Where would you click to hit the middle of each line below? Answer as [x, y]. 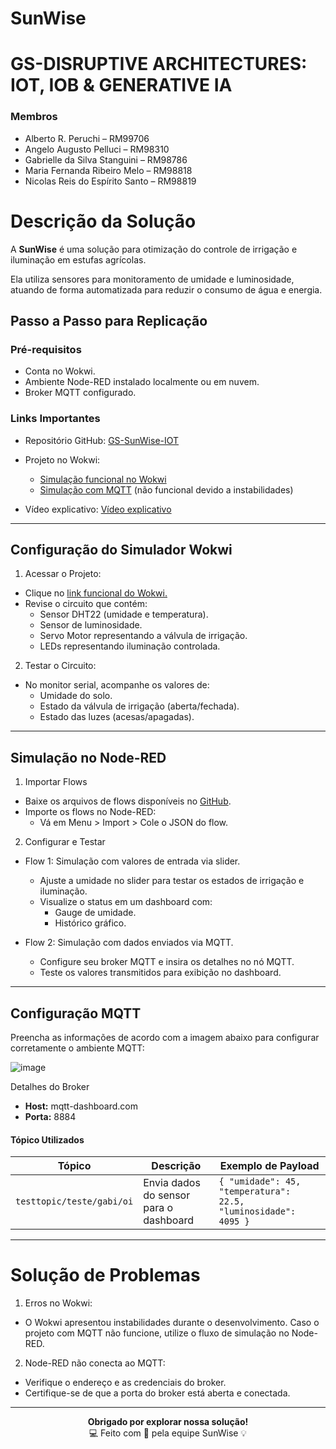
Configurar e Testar [65, 842]
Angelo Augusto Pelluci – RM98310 [97, 149]
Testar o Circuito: [60, 666]
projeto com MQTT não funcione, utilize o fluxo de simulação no [157, 1333]
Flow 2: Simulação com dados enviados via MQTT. [129, 943]
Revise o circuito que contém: [86, 604]
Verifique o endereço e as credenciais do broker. [125, 1383]
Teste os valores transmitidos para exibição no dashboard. [160, 973]
